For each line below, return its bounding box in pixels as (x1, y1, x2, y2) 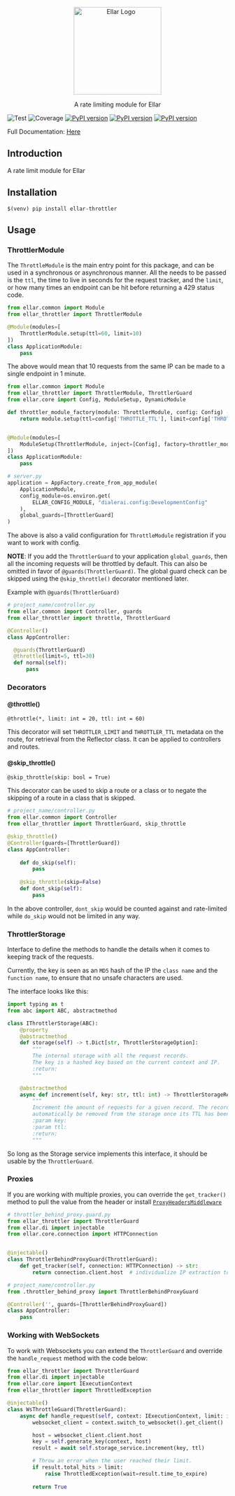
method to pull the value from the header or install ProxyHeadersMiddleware (7, 1198, 222, 1206)
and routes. (7, 742, 41, 751)
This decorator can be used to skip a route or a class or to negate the (7, 787, 207, 795)
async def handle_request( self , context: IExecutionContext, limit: (20, 1412, 224, 1420)
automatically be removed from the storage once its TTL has (32, 1111, 215, 1118)
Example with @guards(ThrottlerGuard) (7, 588, 120, 597)
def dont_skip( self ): (20, 885, 83, 892)
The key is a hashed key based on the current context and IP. (32, 1059, 220, 1066)
